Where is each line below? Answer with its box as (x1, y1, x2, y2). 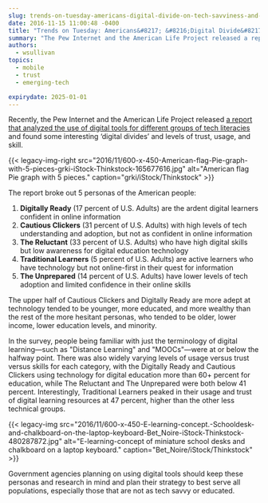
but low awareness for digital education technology (19, 246, 189, 255)
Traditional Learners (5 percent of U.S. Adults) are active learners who (19, 255, 254, 264)
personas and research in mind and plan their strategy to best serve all (8, 477, 241, 487)
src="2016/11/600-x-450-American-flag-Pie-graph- (77, 156, 249, 165)
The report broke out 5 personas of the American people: (8, 188, 197, 198)
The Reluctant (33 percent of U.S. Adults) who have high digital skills (19, 237, 248, 248)
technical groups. (8, 404, 66, 414)
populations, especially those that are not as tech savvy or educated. (8, 486, 235, 496)
